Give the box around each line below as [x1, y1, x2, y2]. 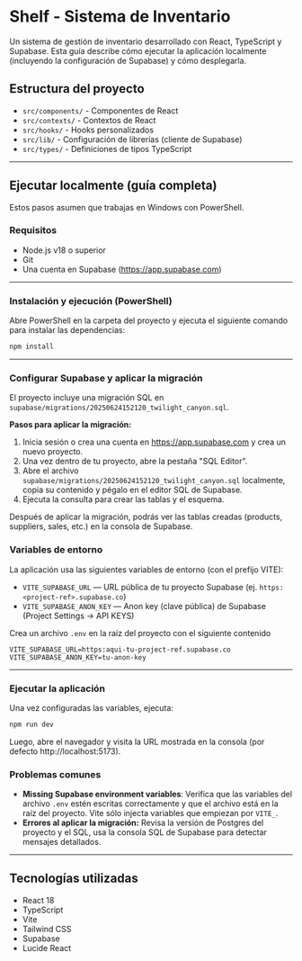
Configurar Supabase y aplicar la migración [9, 372, 203, 384]
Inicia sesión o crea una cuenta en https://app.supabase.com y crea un [22, 436, 286, 447]
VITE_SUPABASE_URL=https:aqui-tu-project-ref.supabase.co [9, 645, 231, 654]
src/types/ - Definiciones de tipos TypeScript [22, 143, 192, 154]
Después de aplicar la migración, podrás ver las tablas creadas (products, [9, 511, 283, 523]
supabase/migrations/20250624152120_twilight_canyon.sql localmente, [22, 475, 286, 486]
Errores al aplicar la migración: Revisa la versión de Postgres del [22, 817, 264, 829]
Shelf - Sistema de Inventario [9, 6, 231, 27]
